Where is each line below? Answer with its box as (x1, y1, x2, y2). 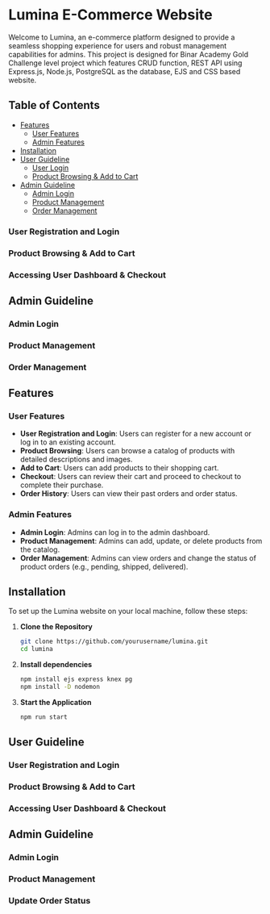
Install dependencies (19, 660, 93, 670)
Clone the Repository (19, 622, 93, 632)
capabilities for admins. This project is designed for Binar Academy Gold (8, 49, 249, 59)
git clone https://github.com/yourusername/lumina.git (19, 637, 209, 646)
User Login (31, 163, 69, 173)
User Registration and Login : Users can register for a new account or (19, 429, 252, 439)
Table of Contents (8, 98, 101, 112)
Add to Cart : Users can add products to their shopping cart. (19, 463, 219, 473)
